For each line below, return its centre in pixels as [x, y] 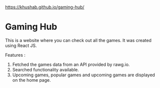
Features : [15, 55]
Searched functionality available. [45, 69]
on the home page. [31, 80]
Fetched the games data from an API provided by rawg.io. [71, 64]
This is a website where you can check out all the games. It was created [78, 40]
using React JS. [21, 45]
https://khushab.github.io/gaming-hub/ [45, 7]
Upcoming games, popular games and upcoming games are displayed [84, 75]
